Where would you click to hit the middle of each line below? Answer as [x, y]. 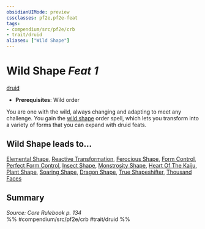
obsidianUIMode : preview [38, 12]
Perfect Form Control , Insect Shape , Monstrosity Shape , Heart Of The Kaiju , [102, 165]
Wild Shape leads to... [49, 144]
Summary [25, 198]
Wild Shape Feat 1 [53, 71]
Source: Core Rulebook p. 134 [44, 212]
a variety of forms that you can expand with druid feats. [76, 125]
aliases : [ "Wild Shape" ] [38, 41]
